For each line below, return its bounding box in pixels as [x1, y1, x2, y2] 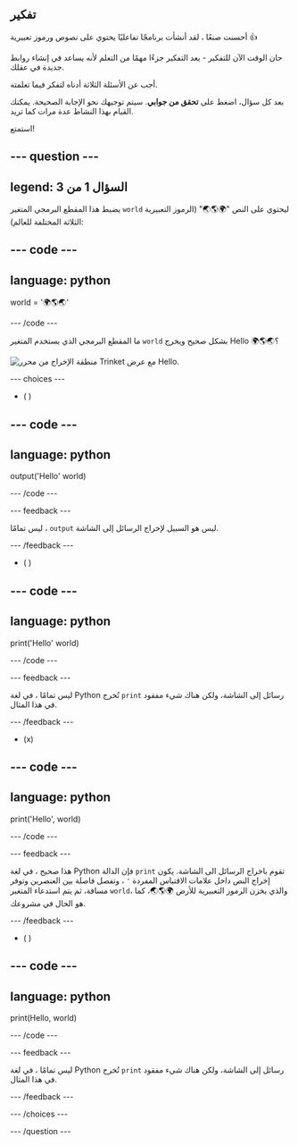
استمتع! [10, 122, 35, 133]
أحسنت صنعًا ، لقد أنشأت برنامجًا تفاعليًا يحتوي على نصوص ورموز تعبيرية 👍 [10, 31, 258, 42]
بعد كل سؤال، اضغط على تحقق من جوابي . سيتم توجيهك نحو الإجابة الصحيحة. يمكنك [10, 96, 285, 106]
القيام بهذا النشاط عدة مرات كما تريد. [10, 105, 134, 116]
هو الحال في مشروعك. [10, 897, 87, 908]
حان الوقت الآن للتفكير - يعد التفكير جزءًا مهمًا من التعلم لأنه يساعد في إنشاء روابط [10, 52, 283, 63]
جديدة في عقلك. [10, 62, 65, 72]
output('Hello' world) [10, 471, 87, 482]
